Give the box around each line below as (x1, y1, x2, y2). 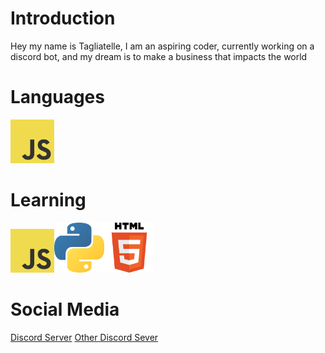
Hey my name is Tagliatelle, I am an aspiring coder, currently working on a (10, 40, 315, 52)
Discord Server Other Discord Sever (10, 331, 159, 343)
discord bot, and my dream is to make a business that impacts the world (10, 50, 308, 62)
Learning (10, 189, 87, 212)
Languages (10, 86, 105, 109)
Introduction (10, 7, 116, 30)
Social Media (10, 298, 120, 321)
